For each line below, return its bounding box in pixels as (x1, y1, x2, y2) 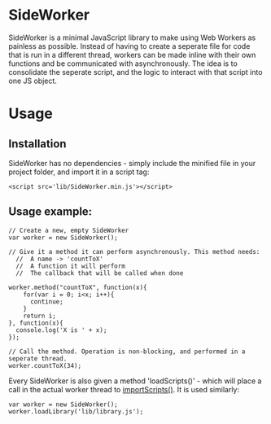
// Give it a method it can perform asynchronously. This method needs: (8, 247, 260, 256)
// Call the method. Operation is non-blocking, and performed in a (8, 348, 246, 356)
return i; (23, 312, 57, 320)
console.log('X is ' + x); (15, 326, 107, 334)
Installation (8, 137, 67, 151)
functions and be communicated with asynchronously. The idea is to (8, 59, 238, 68)
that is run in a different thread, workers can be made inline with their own (8, 50, 256, 59)
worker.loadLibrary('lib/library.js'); (8, 407, 144, 416)
